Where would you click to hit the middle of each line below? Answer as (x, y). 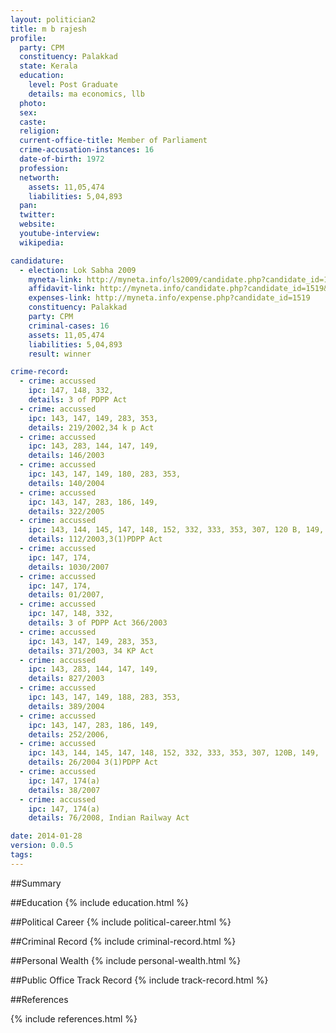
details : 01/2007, (66, 595)
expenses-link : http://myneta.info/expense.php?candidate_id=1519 (169, 298)
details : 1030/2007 (69, 567)
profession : (44, 168)
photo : (33, 103)
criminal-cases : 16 (69, 326)
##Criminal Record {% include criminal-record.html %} (123, 941)
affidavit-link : (62, 289)
